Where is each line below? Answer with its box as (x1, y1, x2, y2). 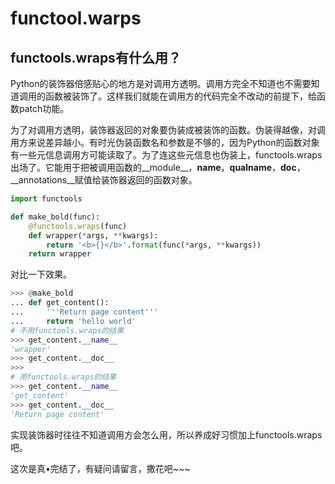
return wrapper (28, 249, 92, 259)
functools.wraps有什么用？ (10, 49, 182, 66)
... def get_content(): (10, 298, 110, 308)
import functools (10, 194, 83, 204)
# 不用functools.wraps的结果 (10, 325, 125, 336)
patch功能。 (18, 103, 70, 114)
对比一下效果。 (10, 268, 72, 281)
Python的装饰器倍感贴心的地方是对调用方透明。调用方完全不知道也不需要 (10, 78, 312, 89)
